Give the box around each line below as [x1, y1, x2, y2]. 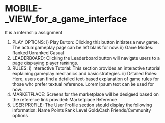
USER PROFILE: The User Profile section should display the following [12, 102, 152, 108]
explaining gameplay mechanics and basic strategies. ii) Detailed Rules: [12, 70, 158, 76]
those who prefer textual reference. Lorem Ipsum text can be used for [12, 81, 154, 87]
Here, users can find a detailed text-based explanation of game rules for [12, 76, 159, 82]
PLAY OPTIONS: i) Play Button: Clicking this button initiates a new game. [12, 39, 159, 45]
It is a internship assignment [5, 30, 63, 35]
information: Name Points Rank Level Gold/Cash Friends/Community [12, 107, 151, 113]
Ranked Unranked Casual [12, 50, 64, 56]
